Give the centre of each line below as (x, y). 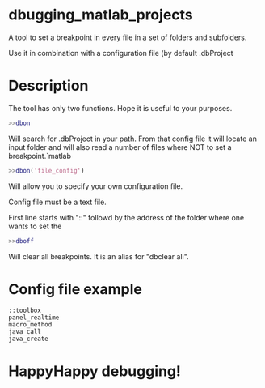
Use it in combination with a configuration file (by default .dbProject (121, 53)
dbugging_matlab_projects (101, 15)
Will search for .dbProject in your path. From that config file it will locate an (132, 139)
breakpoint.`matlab (40, 156)
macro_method (30, 325)
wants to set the (35, 226)
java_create (28, 339)
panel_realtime (34, 318)
